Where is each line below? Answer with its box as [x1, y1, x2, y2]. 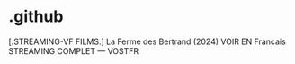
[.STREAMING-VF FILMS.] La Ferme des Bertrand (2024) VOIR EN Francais [8, 36, 287, 47]
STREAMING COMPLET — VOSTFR [8, 45, 139, 56]
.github [8, 6, 64, 27]
